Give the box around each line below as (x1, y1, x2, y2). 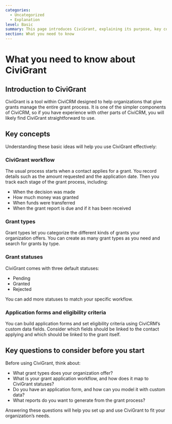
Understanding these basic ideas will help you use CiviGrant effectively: (5, 143, 157, 150)
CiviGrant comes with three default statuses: (5, 265, 99, 271)
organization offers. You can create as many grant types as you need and (5, 235, 160, 242)
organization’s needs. (5, 412, 50, 419)
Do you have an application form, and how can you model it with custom (12, 386, 165, 392)
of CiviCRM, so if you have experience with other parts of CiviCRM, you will (5, 109, 165, 116)
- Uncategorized (10, 12, 45, 17)
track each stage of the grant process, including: (5, 179, 109, 185)
